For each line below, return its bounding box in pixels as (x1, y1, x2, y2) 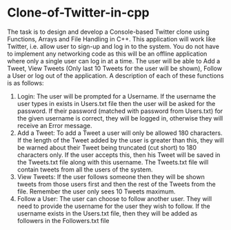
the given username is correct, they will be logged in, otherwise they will (17, 114, 223, 122)
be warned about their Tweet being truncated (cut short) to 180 (17, 143, 197, 151)
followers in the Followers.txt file (17, 216, 110, 224)
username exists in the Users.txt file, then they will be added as (17, 209, 198, 218)
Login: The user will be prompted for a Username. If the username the (17, 92, 216, 101)
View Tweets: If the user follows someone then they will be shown (17, 172, 205, 180)
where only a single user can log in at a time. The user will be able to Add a (7, 56, 221, 65)
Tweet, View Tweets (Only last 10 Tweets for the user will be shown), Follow (7, 64, 223, 72)
